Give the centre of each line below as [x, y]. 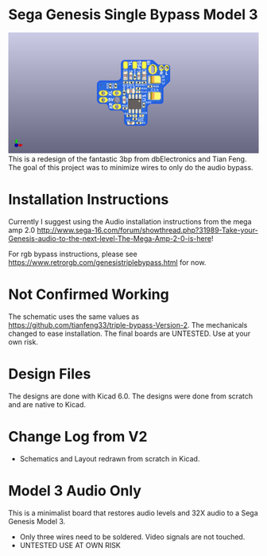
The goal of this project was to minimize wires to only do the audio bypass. [131, 168]
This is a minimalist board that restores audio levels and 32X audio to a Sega [133, 513]
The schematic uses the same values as [74, 317]
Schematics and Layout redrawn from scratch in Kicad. [110, 458]
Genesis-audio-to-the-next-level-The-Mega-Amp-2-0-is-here [110, 239]
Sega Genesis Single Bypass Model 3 [133, 15]
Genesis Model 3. [37, 521]
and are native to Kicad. [47, 404]
